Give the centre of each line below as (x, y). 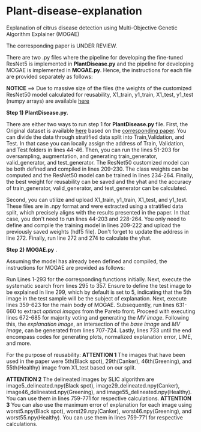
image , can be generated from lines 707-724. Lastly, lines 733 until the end (99, 330)
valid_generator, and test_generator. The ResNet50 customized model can (98, 162)
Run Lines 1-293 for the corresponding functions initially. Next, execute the (99, 279)
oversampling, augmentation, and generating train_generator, (82, 156)
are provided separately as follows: (49, 76)
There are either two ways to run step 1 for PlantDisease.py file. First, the (97, 124)
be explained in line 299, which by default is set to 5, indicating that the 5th (99, 292)
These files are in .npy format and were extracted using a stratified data (95, 206)
